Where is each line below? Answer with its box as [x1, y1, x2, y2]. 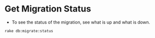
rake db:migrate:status [4, 28, 54, 33]
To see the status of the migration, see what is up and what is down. [11, 19, 151, 25]
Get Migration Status [4, 3, 92, 14]
